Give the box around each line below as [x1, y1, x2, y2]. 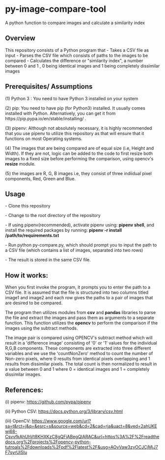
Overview [5, 34, 36, 42]
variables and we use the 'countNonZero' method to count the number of [5, 351, 153, 356]
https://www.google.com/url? [31, 418, 91, 424]
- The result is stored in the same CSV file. [5, 257, 91, 263]
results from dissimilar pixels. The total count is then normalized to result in [5, 361, 157, 367]
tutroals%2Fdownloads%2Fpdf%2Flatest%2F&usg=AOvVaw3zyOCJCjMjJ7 [5, 444, 158, 450]
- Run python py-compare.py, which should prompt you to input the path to [5, 242, 157, 248]
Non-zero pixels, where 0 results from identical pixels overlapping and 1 [5, 356, 150, 362]
